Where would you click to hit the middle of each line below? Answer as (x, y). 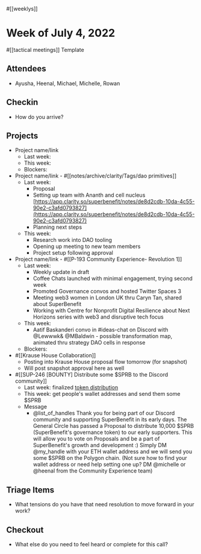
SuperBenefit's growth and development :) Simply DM (100, 445)
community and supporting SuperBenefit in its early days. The (110, 419)
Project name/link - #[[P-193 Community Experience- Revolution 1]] (98, 259)
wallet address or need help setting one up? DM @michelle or (109, 465)
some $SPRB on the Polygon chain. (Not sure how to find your (110, 458)
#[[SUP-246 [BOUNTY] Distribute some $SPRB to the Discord (91, 375)
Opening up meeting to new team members (87, 246)
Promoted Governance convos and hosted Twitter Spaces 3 (107, 291)
